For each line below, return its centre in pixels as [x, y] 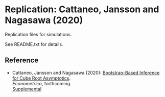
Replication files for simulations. [38, 34]
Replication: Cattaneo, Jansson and [82, 9]
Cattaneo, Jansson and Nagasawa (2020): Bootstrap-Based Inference [86, 72]
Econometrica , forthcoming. [42, 83]
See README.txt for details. [34, 44]
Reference [22, 60]
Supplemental [27, 89]
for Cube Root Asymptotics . [41, 78]
